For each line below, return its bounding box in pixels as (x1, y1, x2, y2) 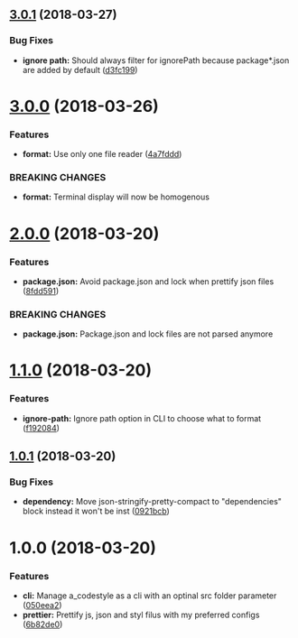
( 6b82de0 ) (22, 618, 63, 630)
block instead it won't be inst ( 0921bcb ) (22, 505, 170, 517)
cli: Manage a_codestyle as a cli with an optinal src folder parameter (22, 590, 277, 601)
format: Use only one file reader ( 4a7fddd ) (22, 149, 182, 160)
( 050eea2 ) (22, 599, 62, 610)
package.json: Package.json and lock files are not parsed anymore (22, 328, 274, 339)
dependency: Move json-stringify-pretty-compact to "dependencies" (22, 496, 283, 507)
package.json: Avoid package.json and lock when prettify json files (22, 275, 275, 287)
